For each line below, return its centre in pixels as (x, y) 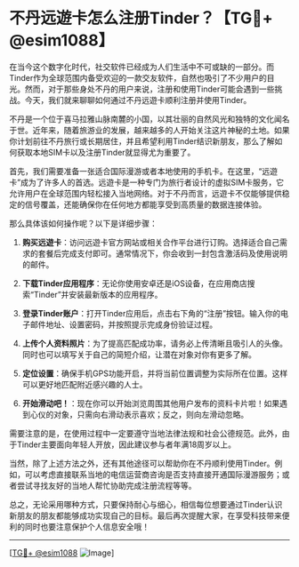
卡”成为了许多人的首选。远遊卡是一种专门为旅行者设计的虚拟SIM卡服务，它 (147, 182)
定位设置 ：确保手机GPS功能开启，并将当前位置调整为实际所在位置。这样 (155, 373)
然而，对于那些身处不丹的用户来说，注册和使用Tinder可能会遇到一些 (149, 89)
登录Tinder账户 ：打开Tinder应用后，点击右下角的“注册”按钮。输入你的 (151, 313)
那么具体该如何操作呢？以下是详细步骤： (83, 223)
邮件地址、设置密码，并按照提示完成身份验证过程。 (124, 324)
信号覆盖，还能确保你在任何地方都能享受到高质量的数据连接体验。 (145, 204)
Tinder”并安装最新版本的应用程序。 (98, 294)
